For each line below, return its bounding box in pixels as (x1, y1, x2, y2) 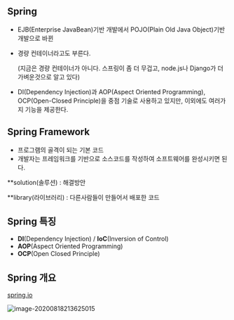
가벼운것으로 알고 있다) (17, 72, 81, 81)
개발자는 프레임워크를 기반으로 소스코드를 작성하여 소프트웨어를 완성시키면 (17, 154, 221, 162)
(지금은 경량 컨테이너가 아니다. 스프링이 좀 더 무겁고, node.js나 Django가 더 (17, 63, 224, 72)
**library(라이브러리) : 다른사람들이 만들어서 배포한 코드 (7, 193, 160, 201)
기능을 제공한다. (25, 105, 69, 113)
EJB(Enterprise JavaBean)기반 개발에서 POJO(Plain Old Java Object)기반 (17, 25, 226, 34)
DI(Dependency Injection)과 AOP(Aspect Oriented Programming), (17, 87, 206, 96)
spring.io (7, 291, 33, 300)
